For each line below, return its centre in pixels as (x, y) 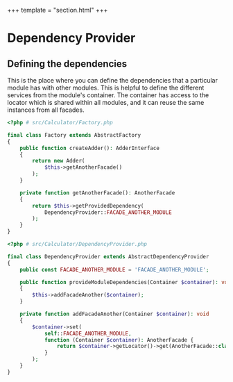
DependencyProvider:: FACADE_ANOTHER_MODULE (108, 212)
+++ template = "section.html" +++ (58, 10)
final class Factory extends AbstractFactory (74, 135)
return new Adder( (59, 161)
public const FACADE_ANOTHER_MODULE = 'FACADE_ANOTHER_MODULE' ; (114, 269)
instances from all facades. (46, 110)
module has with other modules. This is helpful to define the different (106, 88)
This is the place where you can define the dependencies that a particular (113, 80)
